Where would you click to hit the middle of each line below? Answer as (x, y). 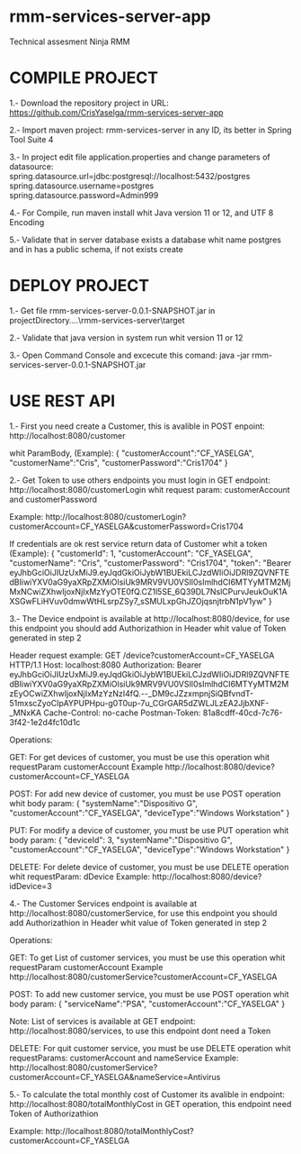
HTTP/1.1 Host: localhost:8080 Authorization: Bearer (106, 665)
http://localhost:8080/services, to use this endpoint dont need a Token (140, 1031)
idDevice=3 (31, 886)
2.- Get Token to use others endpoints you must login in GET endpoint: (140, 480)
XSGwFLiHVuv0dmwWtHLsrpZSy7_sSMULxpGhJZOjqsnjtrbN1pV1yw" (138, 601)
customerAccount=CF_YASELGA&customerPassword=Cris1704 (127, 526)
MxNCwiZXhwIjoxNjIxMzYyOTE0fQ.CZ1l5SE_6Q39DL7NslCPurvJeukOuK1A (148, 591)
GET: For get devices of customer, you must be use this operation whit (140, 757)
